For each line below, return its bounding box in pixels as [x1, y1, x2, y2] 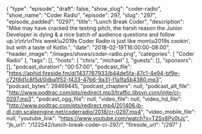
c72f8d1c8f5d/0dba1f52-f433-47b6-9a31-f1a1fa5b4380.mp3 [6, 76, 159, 83]
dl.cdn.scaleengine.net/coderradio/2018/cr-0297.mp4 [6, 109, 141, 115]
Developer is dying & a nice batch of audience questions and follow [6, 31, 175, 38]
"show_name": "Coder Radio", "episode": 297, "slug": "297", [6, 12, 157, 19]
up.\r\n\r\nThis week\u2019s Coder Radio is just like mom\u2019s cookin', [6, 38, 191, 44]
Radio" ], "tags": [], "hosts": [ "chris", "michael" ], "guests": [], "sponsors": [6, 57, 193, 64]
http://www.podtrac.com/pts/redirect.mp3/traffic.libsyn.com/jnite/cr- [9, 89, 181, 96]
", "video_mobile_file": [141, 109, 196, 115]
